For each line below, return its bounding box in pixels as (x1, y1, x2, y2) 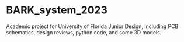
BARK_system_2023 (6, 3, 108, 17)
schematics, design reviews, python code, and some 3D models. (6, 29, 162, 36)
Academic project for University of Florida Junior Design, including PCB (6, 23, 179, 30)
